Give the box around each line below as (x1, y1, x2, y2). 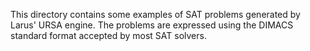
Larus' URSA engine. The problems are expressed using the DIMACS (10, 19, 294, 31)
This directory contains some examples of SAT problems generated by (10, 9, 301, 20)
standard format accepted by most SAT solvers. (10, 30, 207, 41)
